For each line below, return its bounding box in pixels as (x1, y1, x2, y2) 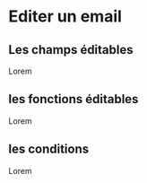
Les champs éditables (8, 42, 134, 57)
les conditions (8, 142, 90, 157)
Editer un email (8, 6, 123, 27)
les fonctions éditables (8, 91, 139, 107)
